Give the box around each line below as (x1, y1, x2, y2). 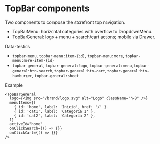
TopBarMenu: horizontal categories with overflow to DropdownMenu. (12, 28, 153, 34)
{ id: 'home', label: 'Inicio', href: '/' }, (14, 104, 109, 109)
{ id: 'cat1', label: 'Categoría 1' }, (14, 109, 96, 114)
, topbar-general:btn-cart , (52, 67, 107, 73)
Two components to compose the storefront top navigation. (5, 19, 126, 25)
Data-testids (5, 43, 30, 49)
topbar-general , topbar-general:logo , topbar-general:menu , (12, 62, 133, 68)
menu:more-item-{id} (12, 58, 54, 63)
